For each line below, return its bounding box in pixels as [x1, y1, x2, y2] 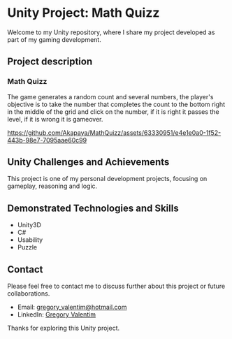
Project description [7, 56, 93, 68]
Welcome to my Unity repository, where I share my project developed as [7, 28, 215, 36]
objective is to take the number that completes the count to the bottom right [7, 100, 226, 108]
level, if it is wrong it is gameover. [7, 115, 103, 123]
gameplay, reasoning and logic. [7, 182, 98, 190]
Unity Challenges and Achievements [7, 156, 170, 168]
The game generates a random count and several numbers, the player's [7, 92, 214, 101]
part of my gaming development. [7, 35, 101, 43]
